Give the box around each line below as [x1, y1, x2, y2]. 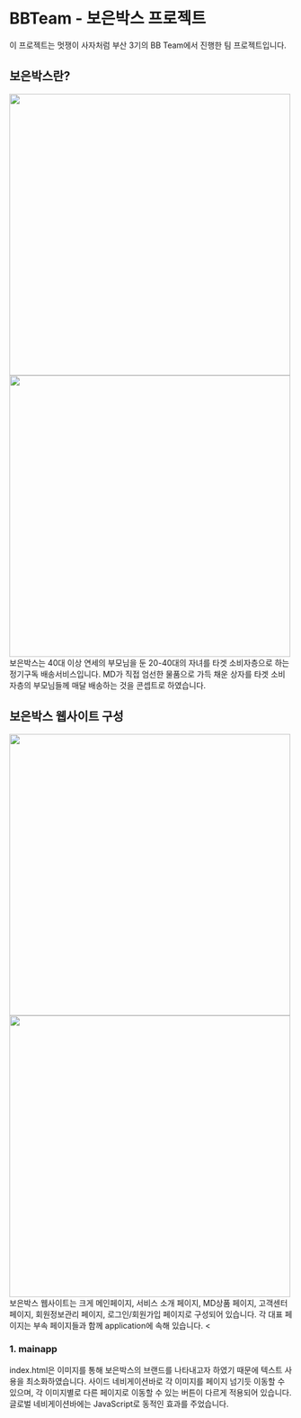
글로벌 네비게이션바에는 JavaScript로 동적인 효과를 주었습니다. [9, 1398, 229, 1409]
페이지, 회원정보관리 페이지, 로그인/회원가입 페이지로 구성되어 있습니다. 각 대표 [9, 1308, 283, 1320]
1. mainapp [9, 1343, 58, 1356]
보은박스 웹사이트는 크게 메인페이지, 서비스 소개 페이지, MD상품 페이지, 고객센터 [9, 1297, 288, 1308]
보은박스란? [9, 68, 71, 84]
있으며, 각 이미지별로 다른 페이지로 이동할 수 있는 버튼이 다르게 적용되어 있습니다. [9, 1386, 292, 1397]
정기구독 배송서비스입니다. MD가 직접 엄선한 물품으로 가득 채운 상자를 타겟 [9, 668, 270, 679]
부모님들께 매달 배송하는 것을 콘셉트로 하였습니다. [32, 679, 207, 690]
